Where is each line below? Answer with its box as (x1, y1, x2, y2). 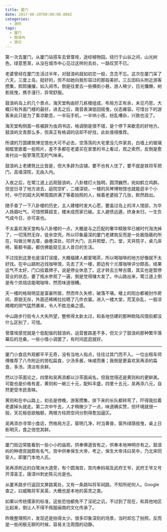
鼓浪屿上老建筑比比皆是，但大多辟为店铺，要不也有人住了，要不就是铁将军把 (5, 163, 162, 169)
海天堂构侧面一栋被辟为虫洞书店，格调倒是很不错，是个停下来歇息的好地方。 (5, 123, 162, 129)
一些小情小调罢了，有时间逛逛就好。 (31, 336, 105, 342)
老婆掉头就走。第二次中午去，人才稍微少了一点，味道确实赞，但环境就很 (5, 403, 153, 409)
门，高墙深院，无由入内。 (5, 169, 58, 175)
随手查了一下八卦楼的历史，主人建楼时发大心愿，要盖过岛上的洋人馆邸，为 (5, 202, 158, 208)
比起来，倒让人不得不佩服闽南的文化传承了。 (5, 504, 97, 510)
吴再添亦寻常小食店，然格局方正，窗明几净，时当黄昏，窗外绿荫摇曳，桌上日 (5, 420, 162, 426)
